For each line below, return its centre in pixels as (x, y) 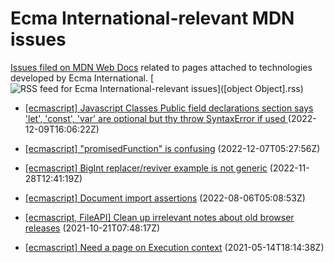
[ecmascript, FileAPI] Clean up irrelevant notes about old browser (159, 217)
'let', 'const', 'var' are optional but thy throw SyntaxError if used (155, 118)
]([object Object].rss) (260, 88)
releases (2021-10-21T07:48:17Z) (92, 228)
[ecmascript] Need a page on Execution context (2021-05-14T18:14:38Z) (174, 247)
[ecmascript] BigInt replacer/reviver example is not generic (146, 168)
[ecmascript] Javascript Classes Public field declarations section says (169, 108)
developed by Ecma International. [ (82, 78)
